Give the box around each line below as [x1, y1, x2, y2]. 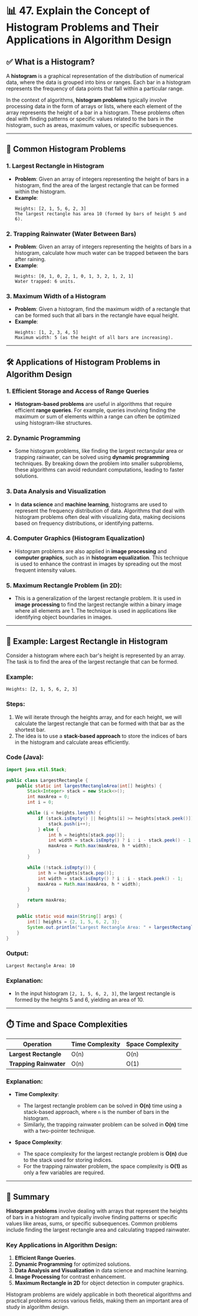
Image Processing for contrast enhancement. [14, 1273, 126, 1281]
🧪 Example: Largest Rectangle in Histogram [6, 636, 168, 646]
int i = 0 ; [27, 800, 54, 805]
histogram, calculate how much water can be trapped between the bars [14, 249, 189, 256]
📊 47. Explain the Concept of [6, 4, 150, 18]
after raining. [14, 255, 46, 262]
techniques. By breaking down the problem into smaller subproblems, [14, 460, 184, 467]
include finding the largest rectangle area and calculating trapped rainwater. [6, 1226, 190, 1233]
